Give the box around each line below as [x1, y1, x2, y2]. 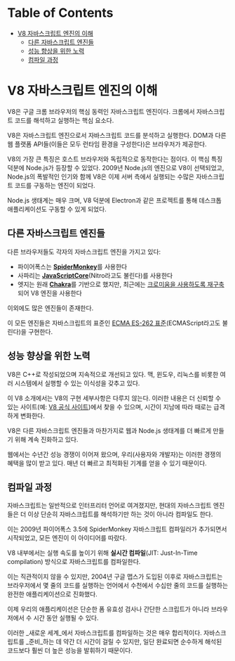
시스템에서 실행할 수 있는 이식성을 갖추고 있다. [14, 378, 140, 387]
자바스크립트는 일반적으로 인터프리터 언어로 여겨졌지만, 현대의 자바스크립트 [7, 501, 212, 510]
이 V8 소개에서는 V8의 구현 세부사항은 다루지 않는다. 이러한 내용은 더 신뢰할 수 [7, 394, 222, 402]
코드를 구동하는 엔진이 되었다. [14, 181, 96, 189]
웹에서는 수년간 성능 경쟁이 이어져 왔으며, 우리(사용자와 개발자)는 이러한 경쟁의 [7, 450, 222, 458]
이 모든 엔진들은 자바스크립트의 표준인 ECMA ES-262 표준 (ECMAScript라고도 [7, 319, 221, 327]
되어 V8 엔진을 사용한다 [17, 288, 82, 297]
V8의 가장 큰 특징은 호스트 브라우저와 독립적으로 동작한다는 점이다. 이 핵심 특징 [7, 155, 223, 163]
